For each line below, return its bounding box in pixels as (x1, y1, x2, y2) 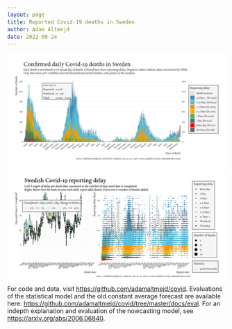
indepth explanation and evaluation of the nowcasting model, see (7, 306, 194, 315)
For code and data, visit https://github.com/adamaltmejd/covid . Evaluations (7, 285, 223, 293)
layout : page (7, 11, 45, 18)
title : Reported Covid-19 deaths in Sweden (7, 18, 135, 26)
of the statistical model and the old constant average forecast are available (7, 292, 221, 300)
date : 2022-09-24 (7, 33, 58, 40)
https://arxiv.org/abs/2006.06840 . (7, 314, 106, 322)
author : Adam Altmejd (7, 26, 70, 33)
